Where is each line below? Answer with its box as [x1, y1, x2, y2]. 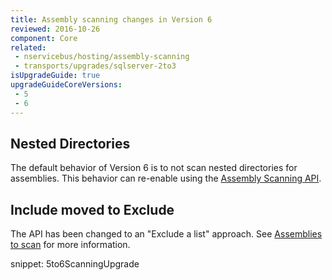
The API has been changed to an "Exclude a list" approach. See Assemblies [10, 228, 323, 240]
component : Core [10, 33, 78, 43]
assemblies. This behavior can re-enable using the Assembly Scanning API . [10, 172, 322, 185]
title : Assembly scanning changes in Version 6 [10, 14, 213, 25]
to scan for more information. [10, 239, 131, 251]
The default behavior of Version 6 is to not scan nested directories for [10, 162, 298, 174]
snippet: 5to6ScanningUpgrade [10, 258, 140, 270]
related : [10, 42, 47, 53]
